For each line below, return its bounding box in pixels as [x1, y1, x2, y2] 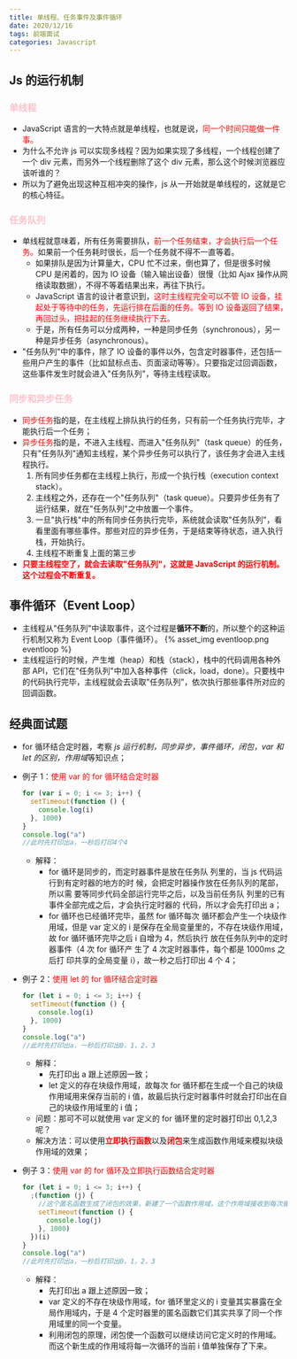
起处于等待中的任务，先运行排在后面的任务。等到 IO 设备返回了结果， [34, 302, 288, 313]
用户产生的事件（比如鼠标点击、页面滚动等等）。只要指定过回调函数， [29, 358, 282, 368]
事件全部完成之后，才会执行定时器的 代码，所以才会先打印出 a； [48, 900, 283, 910]
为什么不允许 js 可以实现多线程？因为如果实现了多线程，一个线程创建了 [21, 145, 281, 156]
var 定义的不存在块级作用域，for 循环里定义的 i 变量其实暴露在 [48, 1296, 275, 1307]
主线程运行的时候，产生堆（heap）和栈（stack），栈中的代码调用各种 [21, 654, 274, 665]
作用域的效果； [34, 1147, 90, 1157]
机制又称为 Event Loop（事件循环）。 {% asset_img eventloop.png [29, 634, 270, 645]
